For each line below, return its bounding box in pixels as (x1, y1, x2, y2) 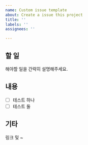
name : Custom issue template (5, 7, 67, 13)
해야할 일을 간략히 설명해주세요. (5, 66, 68, 72)
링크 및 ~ (5, 134, 23, 140)
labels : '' (5, 22, 28, 27)
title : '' (5, 17, 26, 22)
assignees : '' (5, 27, 36, 32)
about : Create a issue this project (5, 12, 83, 17)
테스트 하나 (12, 97, 35, 103)
